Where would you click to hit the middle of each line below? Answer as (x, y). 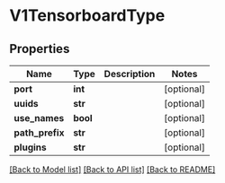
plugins (30, 147)
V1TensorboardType (87, 16)
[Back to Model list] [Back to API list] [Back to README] (112, 170)
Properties (40, 49)
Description (130, 74)
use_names (39, 118)
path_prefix (39, 133)
